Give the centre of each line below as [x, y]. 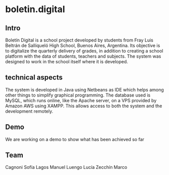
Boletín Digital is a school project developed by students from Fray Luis [79, 40]
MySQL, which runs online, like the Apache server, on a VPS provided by [81, 100]
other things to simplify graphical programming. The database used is [78, 95]
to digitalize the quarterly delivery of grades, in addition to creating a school [84, 51]
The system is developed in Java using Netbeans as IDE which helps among [85, 90]
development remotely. [29, 111]
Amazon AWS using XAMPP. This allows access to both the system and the [84, 106]
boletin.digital [35, 9]
